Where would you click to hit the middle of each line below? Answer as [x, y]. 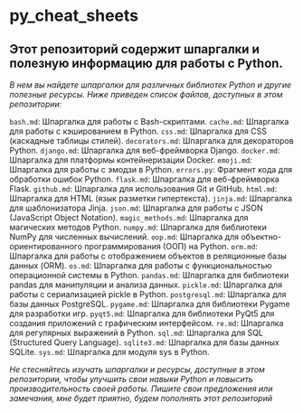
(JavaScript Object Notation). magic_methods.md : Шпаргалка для [129, 217]
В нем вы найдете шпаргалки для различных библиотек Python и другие [151, 85]
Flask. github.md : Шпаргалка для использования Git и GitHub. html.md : [143, 189]
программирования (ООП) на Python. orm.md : [171, 246]
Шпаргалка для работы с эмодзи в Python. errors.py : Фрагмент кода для [151, 169]
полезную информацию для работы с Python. [146, 63]
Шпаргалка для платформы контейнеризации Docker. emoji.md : [131, 160]
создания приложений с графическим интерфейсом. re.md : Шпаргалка [147, 323]
